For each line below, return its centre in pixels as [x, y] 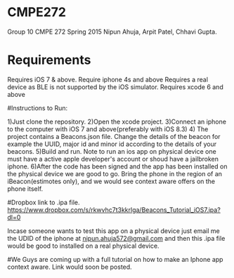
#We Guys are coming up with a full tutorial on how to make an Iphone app [115, 259]
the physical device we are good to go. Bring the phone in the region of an [115, 173]
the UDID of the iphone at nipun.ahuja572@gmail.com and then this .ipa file [116, 238]
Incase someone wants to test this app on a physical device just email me [113, 231]
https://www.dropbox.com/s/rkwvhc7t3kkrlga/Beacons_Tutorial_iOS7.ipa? [114, 210]
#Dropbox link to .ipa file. [44, 202]
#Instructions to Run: [38, 108]
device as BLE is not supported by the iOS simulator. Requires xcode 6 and [115, 87]
